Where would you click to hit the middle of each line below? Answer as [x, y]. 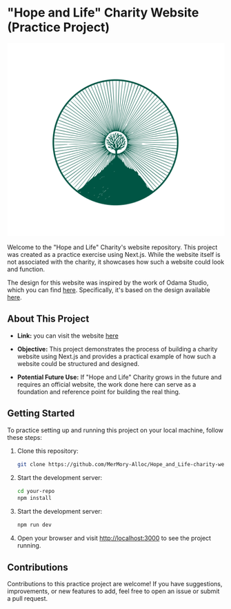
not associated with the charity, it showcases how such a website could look [116, 262]
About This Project [48, 319]
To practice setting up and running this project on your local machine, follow [115, 430]
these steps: [25, 437]
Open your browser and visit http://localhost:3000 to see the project [114, 538]
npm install [34, 499]
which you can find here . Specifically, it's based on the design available [109, 290]
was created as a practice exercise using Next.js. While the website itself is [114, 255]
